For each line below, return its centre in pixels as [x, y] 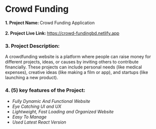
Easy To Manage [29, 117]
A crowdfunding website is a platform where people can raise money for [78, 57]
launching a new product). [32, 78]
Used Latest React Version [39, 122]
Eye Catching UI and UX [37, 106]
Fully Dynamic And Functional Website [51, 101]
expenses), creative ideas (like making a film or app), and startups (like [77, 72]
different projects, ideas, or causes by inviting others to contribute [72, 62]
